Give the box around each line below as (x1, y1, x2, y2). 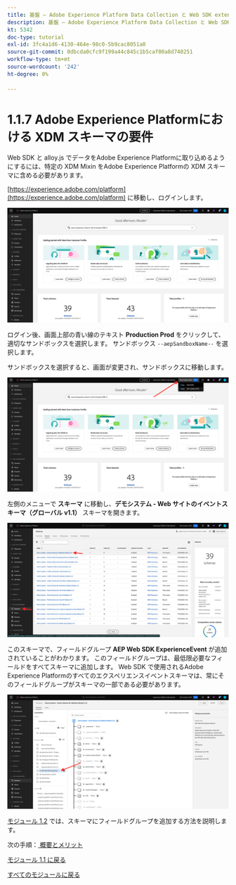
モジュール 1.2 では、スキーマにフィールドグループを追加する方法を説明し (7, 816, 221, 825)
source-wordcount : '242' (7, 63, 80, 70)
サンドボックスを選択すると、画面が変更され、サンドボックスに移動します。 (7, 363, 228, 371)
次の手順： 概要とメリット (7, 840, 83, 848)
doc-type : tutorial (7, 34, 65, 41)
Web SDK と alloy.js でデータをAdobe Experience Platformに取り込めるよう (7, 153, 225, 162)
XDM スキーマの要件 (34, 129, 154, 145)
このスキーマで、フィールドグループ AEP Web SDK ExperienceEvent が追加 (7, 645, 228, 654)
